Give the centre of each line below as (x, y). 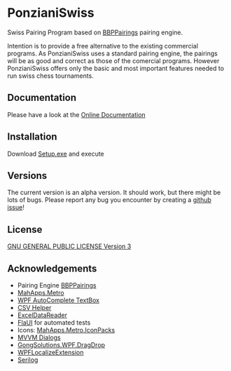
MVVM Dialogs (39, 337)
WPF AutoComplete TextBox (58, 300)
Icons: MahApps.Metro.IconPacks (66, 330)
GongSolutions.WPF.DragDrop (61, 345)
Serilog (28, 360)
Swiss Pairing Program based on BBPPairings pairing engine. (95, 32)
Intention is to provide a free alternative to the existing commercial (103, 46)
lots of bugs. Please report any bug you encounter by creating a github (110, 200)
